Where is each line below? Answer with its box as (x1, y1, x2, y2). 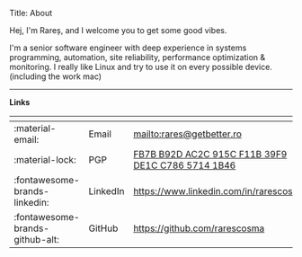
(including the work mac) (9, 71, 102, 82)
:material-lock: (13, 154, 76, 165)
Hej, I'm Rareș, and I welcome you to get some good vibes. (9, 25, 227, 35)
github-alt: (13, 234, 60, 245)
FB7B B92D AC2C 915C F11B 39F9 (133, 148, 288, 160)
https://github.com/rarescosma (133, 222, 265, 235)
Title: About (9, 8, 53, 18)
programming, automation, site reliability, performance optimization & (9, 52, 266, 62)
